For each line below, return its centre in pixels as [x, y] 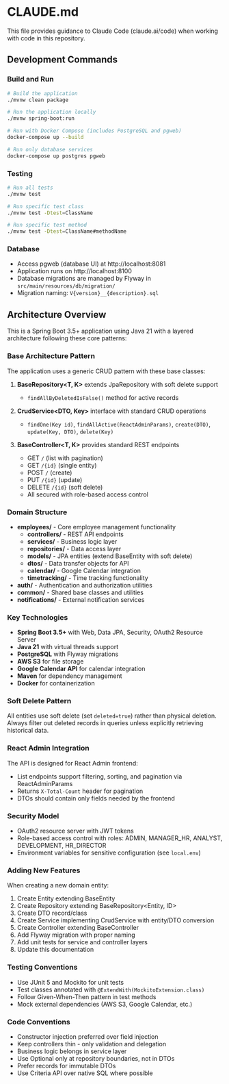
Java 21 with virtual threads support [68, 647]
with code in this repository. [46, 38]
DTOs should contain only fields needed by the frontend [96, 798]
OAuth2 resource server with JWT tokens [76, 831]
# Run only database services [50, 149]
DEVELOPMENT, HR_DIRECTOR [62, 846]
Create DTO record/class [52, 913]
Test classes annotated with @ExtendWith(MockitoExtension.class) [111, 990]
